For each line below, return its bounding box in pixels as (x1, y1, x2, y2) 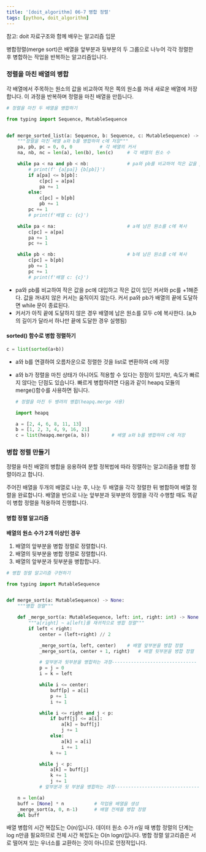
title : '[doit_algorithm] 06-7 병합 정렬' (6, 9, 112, 15)
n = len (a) (17, 795, 45, 801)
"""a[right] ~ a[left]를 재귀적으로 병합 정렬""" (28, 620, 145, 626)
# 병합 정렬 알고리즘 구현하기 (6, 569, 71, 576)
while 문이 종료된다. (21, 302, 70, 309)
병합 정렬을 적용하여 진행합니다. (12, 499, 88, 507)
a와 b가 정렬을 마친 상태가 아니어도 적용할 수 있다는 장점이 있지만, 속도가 (15, 371, 188, 378)
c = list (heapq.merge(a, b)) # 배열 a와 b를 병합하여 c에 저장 (15, 432, 186, 439)
